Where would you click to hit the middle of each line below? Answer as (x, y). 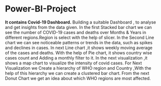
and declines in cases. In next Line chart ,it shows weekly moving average (79, 48)
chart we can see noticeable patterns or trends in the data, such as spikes (79, 42)
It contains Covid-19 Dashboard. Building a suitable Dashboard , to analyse (80, 22)
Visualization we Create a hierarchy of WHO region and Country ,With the (78, 68)
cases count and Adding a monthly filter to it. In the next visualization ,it (76, 58)
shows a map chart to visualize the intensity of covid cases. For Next (73, 63)
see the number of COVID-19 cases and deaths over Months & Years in (76, 32)
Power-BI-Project (41, 9)
